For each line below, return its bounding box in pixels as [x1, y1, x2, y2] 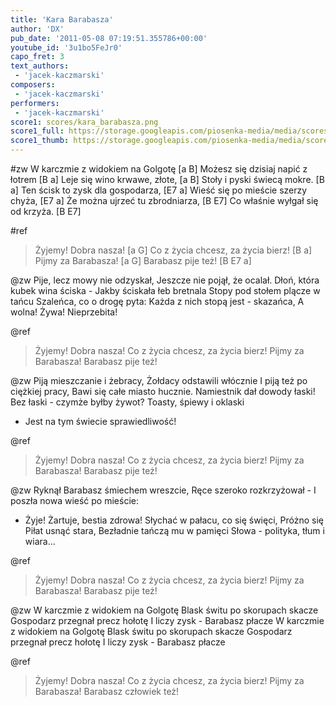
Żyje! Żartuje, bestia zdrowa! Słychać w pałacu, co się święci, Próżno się [24, 514, 324, 526]
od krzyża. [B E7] [10, 206, 82, 217]
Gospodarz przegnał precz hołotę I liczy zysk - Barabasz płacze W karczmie [10, 615, 325, 626]
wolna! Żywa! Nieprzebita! [10, 306, 118, 318]
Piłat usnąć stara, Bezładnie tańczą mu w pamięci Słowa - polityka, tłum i [24, 525, 325, 536]
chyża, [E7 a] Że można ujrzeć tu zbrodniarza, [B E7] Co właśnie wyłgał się [10, 195, 319, 206]
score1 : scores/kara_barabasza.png [10, 117, 159, 127]
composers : [10, 80, 56, 90]
